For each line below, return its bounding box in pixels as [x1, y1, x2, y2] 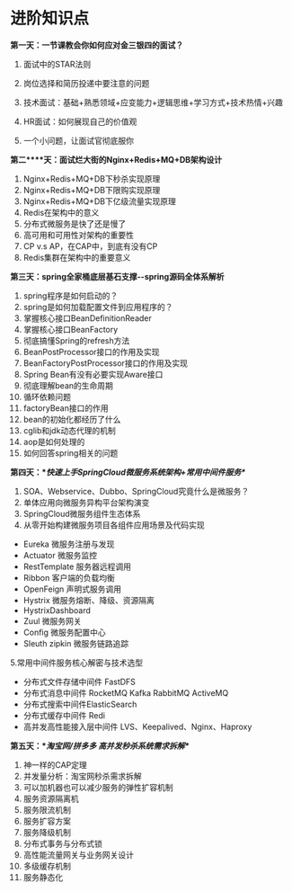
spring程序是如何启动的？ [22, 290, 119, 301]
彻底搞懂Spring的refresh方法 [22, 334, 130, 346]
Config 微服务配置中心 [22, 627, 106, 637]
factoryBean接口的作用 [22, 402, 109, 414]
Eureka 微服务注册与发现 [22, 539, 115, 549]
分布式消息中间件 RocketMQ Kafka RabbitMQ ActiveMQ [22, 687, 229, 698]
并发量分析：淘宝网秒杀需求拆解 [22, 771, 142, 781]
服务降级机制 [22, 826, 71, 837]
